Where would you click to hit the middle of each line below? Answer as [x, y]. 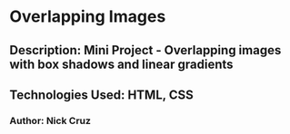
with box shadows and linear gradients [121, 64]
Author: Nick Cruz [50, 120]
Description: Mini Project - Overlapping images [145, 50]
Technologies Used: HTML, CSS [101, 95]
